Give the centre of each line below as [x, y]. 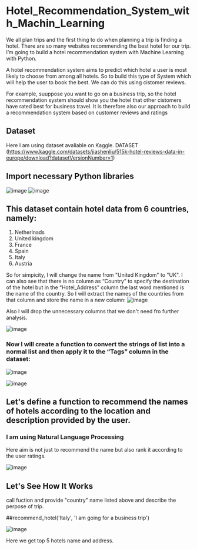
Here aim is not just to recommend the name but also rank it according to [95, 450]
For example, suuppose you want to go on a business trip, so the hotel [91, 94]
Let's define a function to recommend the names [97, 402]
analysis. [17, 318]
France [23, 245]
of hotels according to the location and [79, 411]
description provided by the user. [69, 420]
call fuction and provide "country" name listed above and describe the [91, 500]
